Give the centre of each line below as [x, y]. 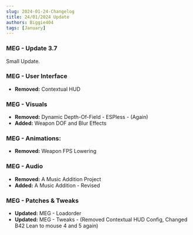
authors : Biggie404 [30, 22]
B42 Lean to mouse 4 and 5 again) [56, 226]
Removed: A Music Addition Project [58, 179]
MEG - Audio [25, 166]
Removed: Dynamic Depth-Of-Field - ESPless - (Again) [81, 117]
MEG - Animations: [34, 138]
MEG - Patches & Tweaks [43, 200]
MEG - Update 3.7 [32, 49]
